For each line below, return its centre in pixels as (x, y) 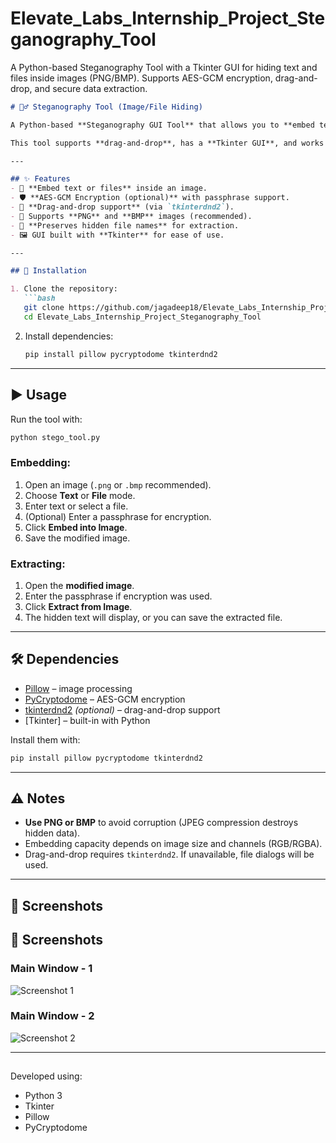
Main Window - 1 (51, 969)
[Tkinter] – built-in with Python (87, 720)
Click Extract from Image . (78, 606)
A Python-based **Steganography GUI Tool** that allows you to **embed (162, 125)
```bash (39, 298)
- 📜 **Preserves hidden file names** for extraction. (125, 225)
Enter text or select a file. (76, 506)
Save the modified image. (77, 538)
